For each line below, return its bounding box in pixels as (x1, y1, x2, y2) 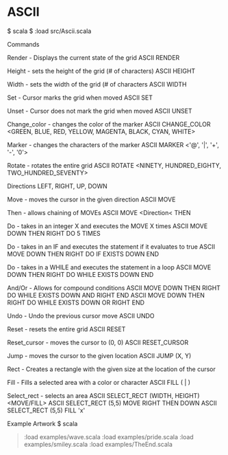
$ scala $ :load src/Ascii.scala (7, 27, 92, 35)
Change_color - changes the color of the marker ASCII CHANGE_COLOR (7, 120, 211, 128)
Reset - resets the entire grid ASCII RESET (7, 324, 126, 333)
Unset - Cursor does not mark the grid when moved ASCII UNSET (7, 107, 193, 115)
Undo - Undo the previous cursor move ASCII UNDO (7, 311, 155, 320)
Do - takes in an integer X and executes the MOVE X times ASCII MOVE (7, 221, 208, 230)
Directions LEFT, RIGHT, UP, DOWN (7, 181, 107, 190)
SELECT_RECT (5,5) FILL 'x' (7, 406, 86, 414)
